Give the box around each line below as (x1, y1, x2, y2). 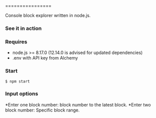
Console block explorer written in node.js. (5, 12, 91, 18)
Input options (5, 90, 38, 97)
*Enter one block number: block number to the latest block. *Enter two (5, 101, 151, 107)
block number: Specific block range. (5, 107, 80, 113)
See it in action (5, 24, 42, 31)
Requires (5, 38, 27, 45)
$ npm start (5, 78, 30, 84)
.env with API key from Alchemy (12, 55, 78, 61)
